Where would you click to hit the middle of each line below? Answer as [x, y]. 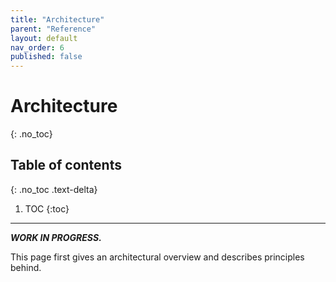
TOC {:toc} [47, 208]
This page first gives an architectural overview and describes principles [157, 257]
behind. [26, 267]
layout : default [44, 38]
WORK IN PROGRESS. [56, 237]
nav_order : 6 [37, 47]
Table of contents [66, 165]
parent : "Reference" [53, 29]
